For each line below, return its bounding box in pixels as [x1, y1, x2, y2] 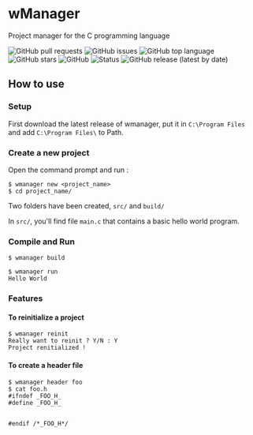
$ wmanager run [8, 268, 58, 276]
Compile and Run [8, 236, 75, 247]
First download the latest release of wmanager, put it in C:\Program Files [8, 119, 246, 129]
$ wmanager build [8, 254, 65, 262]
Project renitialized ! [8, 344, 87, 352]
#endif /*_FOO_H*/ [8, 419, 69, 427]
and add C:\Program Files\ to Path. [8, 127, 124, 137]
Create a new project [8, 147, 90, 158]
